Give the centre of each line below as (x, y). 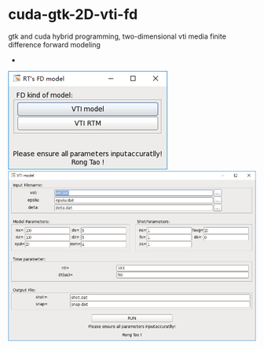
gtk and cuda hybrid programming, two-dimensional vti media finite (117, 36)
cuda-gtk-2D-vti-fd (73, 15)
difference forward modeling (54, 44)
